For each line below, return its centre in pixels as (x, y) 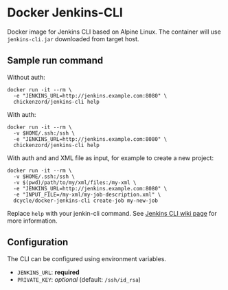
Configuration (38, 242)
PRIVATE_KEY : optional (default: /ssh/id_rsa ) (79, 279)
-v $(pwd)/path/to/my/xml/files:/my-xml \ (75, 182)
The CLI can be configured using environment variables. (87, 258)
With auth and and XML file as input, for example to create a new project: (111, 158)
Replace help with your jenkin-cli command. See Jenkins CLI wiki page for (112, 213)
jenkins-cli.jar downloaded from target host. (73, 38)
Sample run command (55, 61)
